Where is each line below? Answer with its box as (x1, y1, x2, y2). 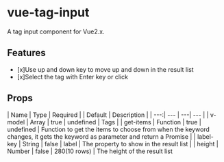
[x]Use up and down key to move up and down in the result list (16, 65, 194, 73)
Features (7, 47, 46, 59)
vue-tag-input (7, 5, 90, 21)
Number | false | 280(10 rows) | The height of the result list (7, 147, 173, 155)
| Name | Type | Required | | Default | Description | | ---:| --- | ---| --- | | (7, 111, 209, 119)
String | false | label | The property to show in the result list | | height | (22, 139, 219, 148)
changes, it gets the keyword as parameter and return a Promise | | (7, 132, 197, 141)
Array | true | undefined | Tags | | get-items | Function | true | (29, 118, 202, 126)
